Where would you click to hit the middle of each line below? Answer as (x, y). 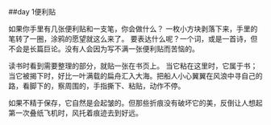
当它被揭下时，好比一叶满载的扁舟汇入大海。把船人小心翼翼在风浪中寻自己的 (135, 76)
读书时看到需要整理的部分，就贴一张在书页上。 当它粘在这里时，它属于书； (133, 66)
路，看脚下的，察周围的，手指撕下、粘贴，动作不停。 (97, 86)
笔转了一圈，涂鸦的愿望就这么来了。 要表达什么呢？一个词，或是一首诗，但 (133, 39)
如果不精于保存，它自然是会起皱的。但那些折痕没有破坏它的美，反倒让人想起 (135, 103)
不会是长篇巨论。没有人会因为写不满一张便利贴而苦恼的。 (104, 49)
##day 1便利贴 (32, 12)
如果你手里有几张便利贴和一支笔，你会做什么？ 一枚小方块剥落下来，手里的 (133, 29)
